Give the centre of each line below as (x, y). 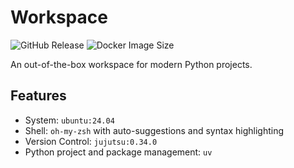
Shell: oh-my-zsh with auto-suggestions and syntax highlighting (154, 130)
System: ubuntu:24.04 (69, 120)
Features (38, 96)
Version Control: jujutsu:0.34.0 (91, 141)
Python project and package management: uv (118, 152)
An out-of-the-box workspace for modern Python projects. (131, 64)
